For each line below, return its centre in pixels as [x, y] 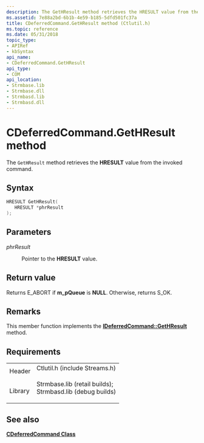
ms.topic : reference [32, 29]
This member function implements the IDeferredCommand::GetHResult [97, 326]
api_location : [24, 80]
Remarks [24, 312]
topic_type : [21, 40]
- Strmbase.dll [25, 91]
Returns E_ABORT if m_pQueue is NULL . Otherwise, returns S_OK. [89, 292]
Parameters [29, 232]
